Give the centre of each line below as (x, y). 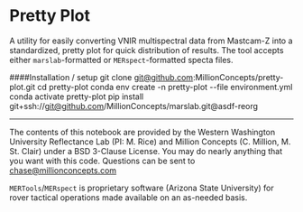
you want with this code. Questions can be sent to (102, 161)
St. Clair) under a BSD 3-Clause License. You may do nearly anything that (146, 151)
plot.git (23, 87)
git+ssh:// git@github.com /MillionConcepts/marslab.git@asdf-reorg (134, 106)
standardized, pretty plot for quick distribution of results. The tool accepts (147, 50)
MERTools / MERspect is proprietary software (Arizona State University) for (142, 188)
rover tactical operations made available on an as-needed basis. (129, 197)
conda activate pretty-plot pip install (77, 97)
